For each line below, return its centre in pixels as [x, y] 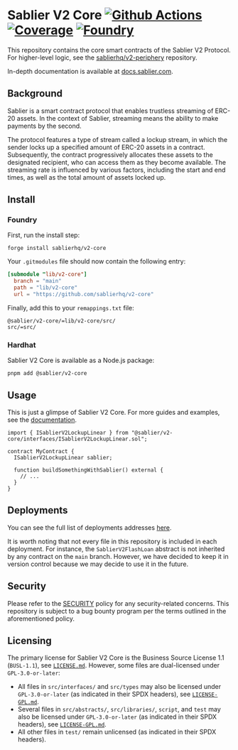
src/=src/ [22, 327]
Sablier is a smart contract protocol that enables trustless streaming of [110, 111]
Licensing [29, 641]
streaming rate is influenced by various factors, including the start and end [117, 170]
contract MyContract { [41, 452]
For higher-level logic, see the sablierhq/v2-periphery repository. [102, 58]
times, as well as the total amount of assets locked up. [87, 177]
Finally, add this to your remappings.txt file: [71, 308]
